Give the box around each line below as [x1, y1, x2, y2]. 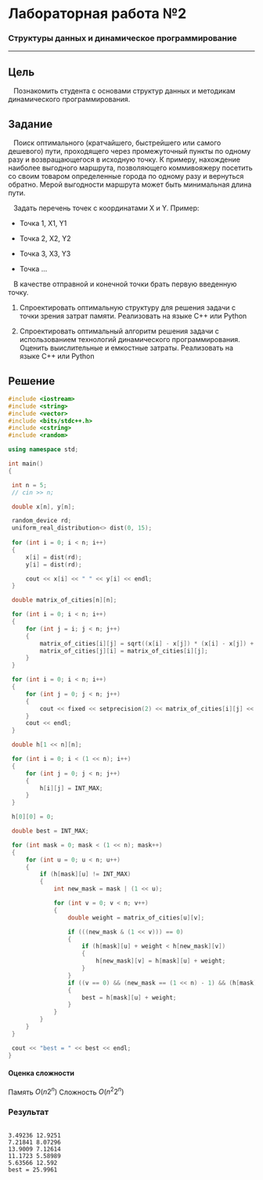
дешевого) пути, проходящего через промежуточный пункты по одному [8, 147, 251, 156]
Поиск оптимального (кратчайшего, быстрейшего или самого [13, 138, 222, 147]
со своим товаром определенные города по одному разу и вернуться [8, 172, 244, 181]
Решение [8, 374, 56, 388]
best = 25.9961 [8, 1166, 58, 1174]
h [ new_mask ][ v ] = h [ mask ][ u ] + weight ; [95, 957, 226, 965]
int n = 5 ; [11, 481, 47, 489]
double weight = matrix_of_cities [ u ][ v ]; [67, 913, 205, 922]
